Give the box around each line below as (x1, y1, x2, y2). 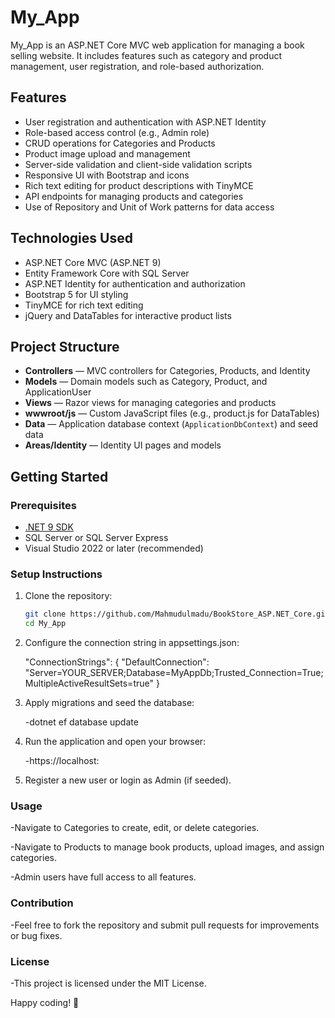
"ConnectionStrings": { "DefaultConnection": (24, 656, 210, 668)
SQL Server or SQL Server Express (24, 532, 169, 544)
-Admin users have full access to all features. (10, 871, 197, 883)
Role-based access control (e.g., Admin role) (24, 126, 210, 138)
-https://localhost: (24, 755, 100, 767)
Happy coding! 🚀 (10, 997, 80, 1008)
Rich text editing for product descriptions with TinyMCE (24, 179, 254, 191)
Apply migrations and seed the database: (24, 697, 195, 709)
